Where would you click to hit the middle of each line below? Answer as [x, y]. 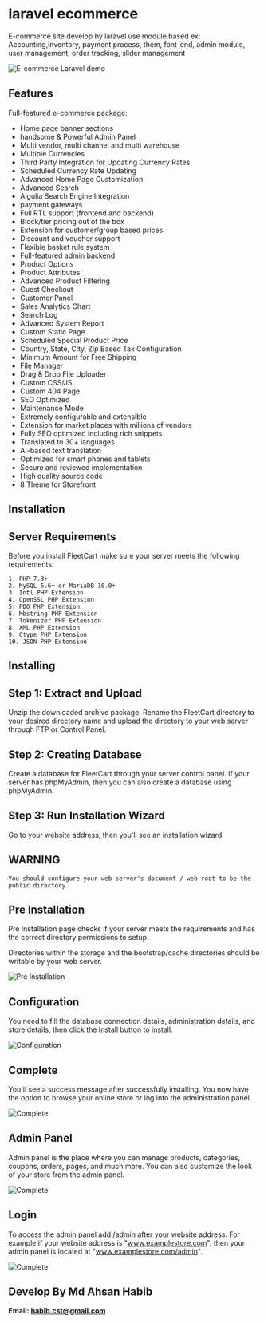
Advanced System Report [62, 323]
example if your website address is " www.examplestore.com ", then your [127, 1242]
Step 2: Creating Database [75, 754]
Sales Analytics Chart [55, 306]
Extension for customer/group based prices [91, 230]
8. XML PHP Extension [44, 627]
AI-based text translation [61, 450]
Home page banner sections [67, 128]
